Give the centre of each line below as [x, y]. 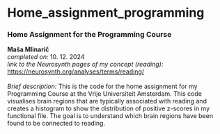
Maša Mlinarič [28, 49]
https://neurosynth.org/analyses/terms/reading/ [76, 72]
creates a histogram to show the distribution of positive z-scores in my [109, 108]
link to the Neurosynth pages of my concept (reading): [85, 65]
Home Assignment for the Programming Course [89, 35]
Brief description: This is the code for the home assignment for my [102, 86]
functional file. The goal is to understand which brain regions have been [110, 116]
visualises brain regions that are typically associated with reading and [107, 101]
